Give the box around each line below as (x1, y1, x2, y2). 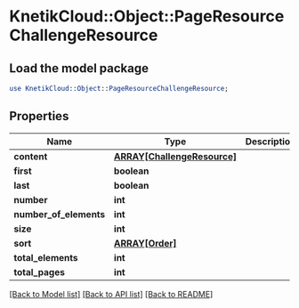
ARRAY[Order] (114, 237, 177, 249)
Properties (9, 109, 69, 124)
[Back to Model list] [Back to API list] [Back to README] (9, 288, 214, 299)
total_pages (13, 265, 65, 278)
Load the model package (9, 61, 149, 76)
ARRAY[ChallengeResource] (114, 150, 238, 162)
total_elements (13, 251, 78, 263)
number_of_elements (13, 207, 106, 220)
